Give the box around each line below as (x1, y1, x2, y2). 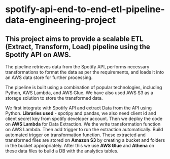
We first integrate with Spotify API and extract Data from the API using (5, 105, 152, 111)
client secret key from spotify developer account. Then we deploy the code (5, 115, 163, 122)
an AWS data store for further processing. (5, 74, 93, 81)
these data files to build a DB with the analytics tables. (5, 148, 119, 154)
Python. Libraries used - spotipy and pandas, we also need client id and (5, 110, 156, 116)
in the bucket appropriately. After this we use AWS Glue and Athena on (5, 143, 155, 148)
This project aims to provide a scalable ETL (5, 34, 144, 43)
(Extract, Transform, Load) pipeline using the (5, 42, 151, 51)
